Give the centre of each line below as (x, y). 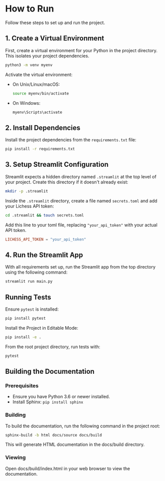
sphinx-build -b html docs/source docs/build (53, 435)
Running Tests (28, 297)
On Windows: (26, 103)
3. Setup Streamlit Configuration (57, 165)
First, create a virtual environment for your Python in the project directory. (81, 50)
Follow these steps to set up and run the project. (55, 23)
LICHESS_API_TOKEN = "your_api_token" (46, 239)
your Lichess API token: (30, 206)
